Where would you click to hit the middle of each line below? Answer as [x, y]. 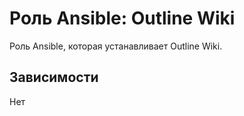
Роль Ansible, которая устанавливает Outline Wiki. [116, 46]
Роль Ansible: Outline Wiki [122, 18]
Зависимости [54, 77]
